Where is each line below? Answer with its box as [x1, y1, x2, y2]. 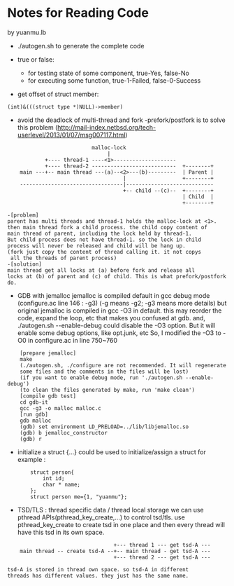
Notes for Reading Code [7, 5, 149, 21]
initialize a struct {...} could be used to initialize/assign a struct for [17, 447, 206, 456]
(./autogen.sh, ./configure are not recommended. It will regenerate [20, 362, 227, 369]
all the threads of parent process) [10, 254, 117, 261]
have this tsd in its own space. [17, 528, 105, 536]
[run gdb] [20, 411, 49, 418]
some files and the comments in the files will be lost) [20, 368, 189, 375]
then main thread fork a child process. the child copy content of [7, 224, 208, 231]
